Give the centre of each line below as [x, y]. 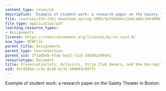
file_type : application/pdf [34, 23]
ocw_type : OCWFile [24, 42]
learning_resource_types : [32, 28]
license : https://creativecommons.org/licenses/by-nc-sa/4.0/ [70, 37]
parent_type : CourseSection [34, 51]
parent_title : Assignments [33, 46]
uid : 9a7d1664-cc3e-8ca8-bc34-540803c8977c [51, 69]
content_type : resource [30, 10]
